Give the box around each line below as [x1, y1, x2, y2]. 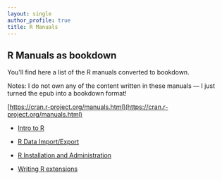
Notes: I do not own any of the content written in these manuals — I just [7, 82, 216, 90]
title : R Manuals [7, 23, 58, 30]
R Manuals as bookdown [7, 49, 117, 61]
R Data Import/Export [17, 138, 80, 146]
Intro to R [17, 124, 44, 132]
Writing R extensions [17, 165, 78, 173]
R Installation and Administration [17, 151, 111, 160]
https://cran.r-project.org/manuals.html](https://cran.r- [9, 103, 168, 111]
